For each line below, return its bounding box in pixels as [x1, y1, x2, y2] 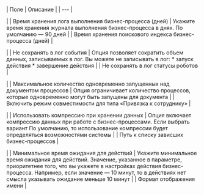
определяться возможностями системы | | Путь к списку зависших [6, 131, 184, 138]
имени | [6, 182, 27, 189]
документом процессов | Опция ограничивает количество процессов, [6, 87, 191, 94]
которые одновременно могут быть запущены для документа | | [6, 94, 175, 100]
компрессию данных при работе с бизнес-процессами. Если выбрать [6, 118, 191, 125]
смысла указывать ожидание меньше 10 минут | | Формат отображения [6, 175, 195, 183]
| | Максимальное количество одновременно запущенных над [6, 80, 170, 87]
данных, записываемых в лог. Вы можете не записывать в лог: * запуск [6, 56, 194, 62]
